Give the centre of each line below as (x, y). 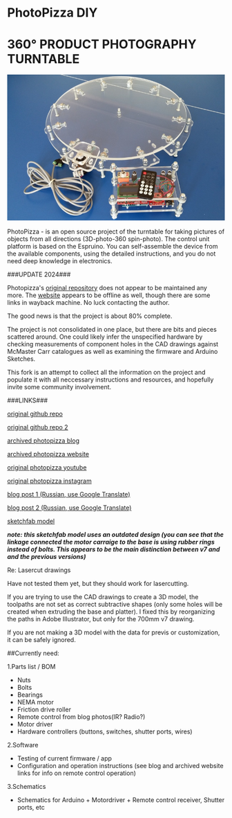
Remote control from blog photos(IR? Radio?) (81, 717)
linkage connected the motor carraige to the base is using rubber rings (111, 542)
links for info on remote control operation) (77, 773)
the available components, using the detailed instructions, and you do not (112, 254)
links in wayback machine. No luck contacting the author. (88, 302)
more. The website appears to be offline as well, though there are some (109, 295)
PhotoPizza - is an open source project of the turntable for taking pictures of (116, 231)
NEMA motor (35, 702)
